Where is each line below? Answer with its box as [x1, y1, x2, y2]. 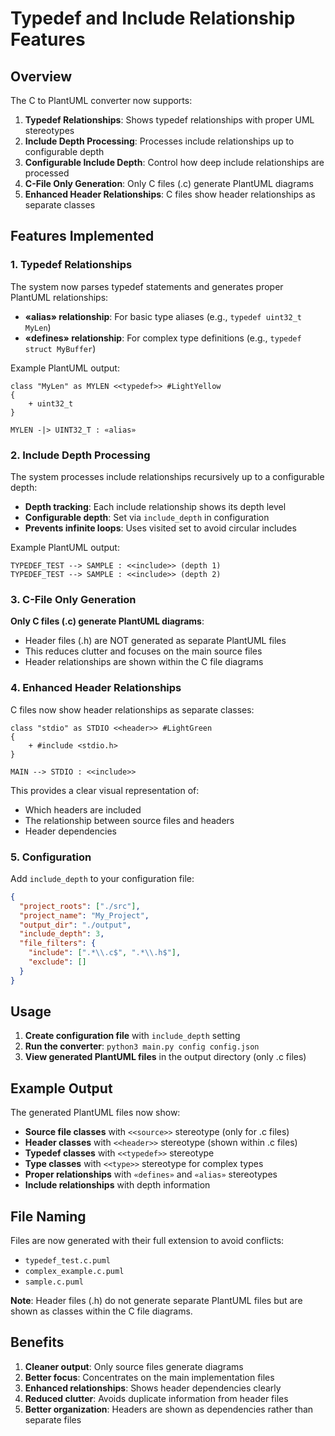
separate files [24, 1413, 82, 1426]
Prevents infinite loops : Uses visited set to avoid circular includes [24, 522, 297, 534]
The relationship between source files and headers [24, 814, 235, 826]
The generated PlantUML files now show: [10, 1107, 181, 1119]
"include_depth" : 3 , [19, 929, 105, 939]
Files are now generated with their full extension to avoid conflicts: [10, 1235, 285, 1247]
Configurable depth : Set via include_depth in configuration [24, 511, 270, 523]
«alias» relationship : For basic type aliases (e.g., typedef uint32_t [24, 310, 302, 322]
